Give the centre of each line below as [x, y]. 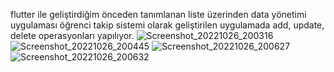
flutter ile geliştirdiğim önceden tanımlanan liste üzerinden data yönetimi [158, 14]
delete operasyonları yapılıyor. [72, 35]
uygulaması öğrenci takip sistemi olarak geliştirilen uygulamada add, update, [167, 25]
